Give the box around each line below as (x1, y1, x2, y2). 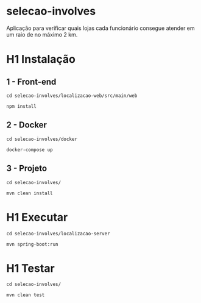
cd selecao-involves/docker (6, 136, 78, 142)
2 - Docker (6, 120, 48, 130)
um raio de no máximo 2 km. (6, 30, 78, 38)
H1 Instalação (6, 52, 76, 66)
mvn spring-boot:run (6, 241, 59, 248)
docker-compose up (6, 146, 53, 153)
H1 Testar (6, 261, 55, 275)
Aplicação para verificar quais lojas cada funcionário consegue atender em (6, 24, 195, 32)
